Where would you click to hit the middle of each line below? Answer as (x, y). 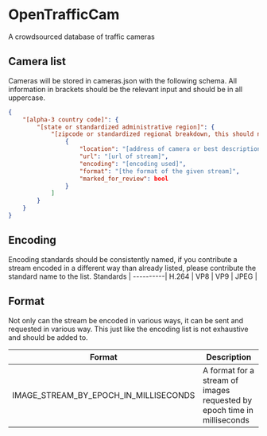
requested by (227, 400)
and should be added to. (48, 337)
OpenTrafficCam (64, 15)
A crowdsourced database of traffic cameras (81, 37)
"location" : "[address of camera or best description (170, 149)
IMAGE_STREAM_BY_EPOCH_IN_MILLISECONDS (104, 395)
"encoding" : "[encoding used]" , (133, 164)
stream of (221, 380)
